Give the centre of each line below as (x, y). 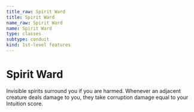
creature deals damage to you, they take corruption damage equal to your (97, 97)
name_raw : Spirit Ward (34, 23)
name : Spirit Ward (29, 28)
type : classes (24, 34)
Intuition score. (25, 103)
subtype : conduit (28, 39)
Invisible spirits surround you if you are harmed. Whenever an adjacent (94, 91)
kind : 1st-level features (38, 45)
